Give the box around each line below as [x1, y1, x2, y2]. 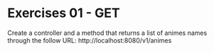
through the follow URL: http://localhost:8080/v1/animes [7, 36, 172, 44]
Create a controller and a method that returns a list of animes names [7, 28, 208, 37]
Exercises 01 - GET [7, 5, 120, 21]
